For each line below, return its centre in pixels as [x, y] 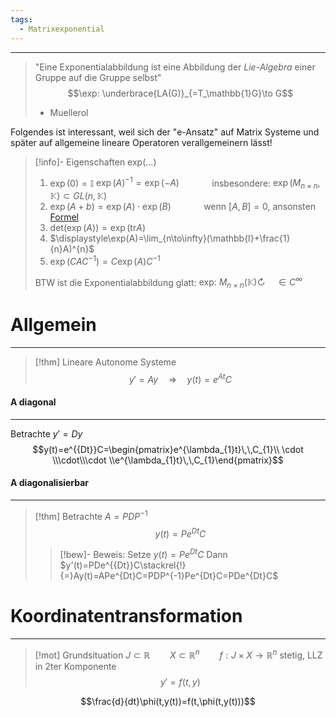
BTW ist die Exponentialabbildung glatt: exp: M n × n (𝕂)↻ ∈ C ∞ [168, 282]
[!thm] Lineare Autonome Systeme [105, 362]
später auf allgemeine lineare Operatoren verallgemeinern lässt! [141, 142]
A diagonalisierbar [50, 483]
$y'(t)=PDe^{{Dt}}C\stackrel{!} [123, 565]
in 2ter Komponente [75, 666]
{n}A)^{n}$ [72, 248]
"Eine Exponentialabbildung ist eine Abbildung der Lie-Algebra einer [175, 67]
